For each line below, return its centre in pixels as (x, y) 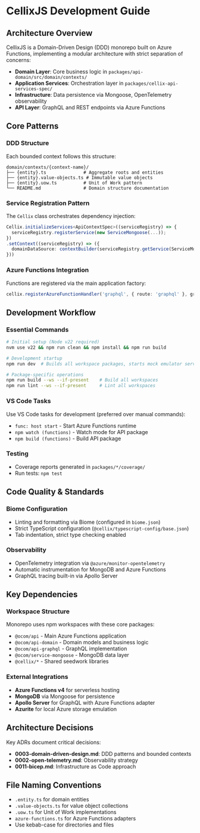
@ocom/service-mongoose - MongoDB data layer (72, 655)
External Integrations (37, 677)
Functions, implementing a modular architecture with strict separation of (95, 54)
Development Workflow (51, 313)
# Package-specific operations (45, 374)
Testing (17, 454)
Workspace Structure (38, 611)
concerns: (19, 60)
